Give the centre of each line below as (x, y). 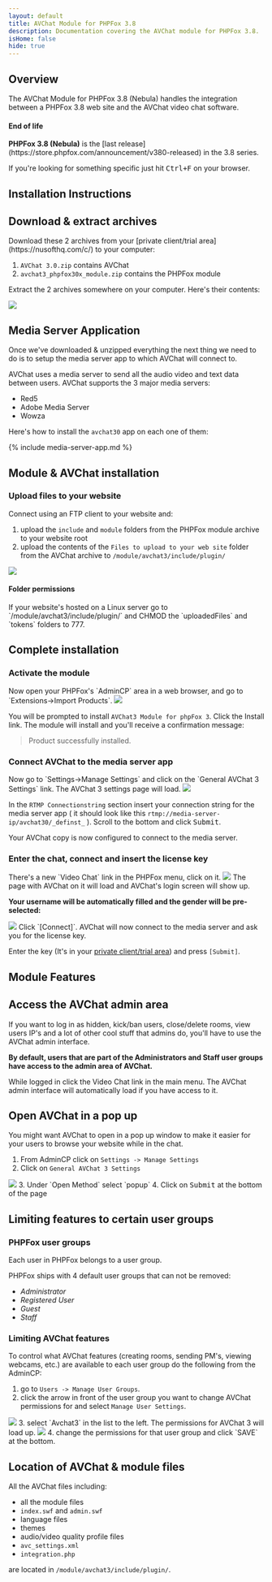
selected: (25, 910)
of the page (28, 1194)
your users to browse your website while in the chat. (96, 1144)
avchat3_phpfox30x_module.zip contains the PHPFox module (121, 274)
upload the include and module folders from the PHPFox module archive (140, 529)
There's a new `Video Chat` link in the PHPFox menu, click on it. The (127, 877)
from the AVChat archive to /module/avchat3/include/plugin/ (123, 555)
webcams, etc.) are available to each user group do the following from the (132, 1364)
